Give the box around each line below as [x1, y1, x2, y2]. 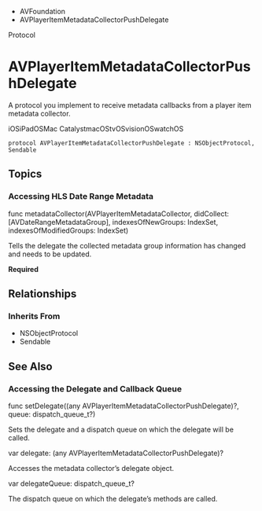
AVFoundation [19, 7, 65, 16]
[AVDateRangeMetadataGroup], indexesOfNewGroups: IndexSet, [8, 217, 219, 226]
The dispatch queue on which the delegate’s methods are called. [8, 494, 218, 503]
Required [8, 264, 39, 274]
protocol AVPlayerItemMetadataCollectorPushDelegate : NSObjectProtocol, [8, 139, 256, 147]
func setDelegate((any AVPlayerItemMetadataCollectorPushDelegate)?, [8, 401, 240, 410]
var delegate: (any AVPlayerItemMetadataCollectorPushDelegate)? [8, 448, 224, 458]
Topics [8, 167, 42, 181]
